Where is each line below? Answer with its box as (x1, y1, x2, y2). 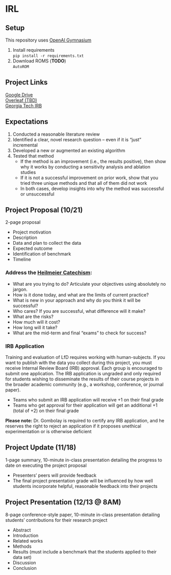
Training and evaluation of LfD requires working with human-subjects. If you (5, 354, 165, 360)
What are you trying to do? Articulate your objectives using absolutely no (12, 281, 166, 287)
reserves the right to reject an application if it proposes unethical (5, 423, 141, 429)
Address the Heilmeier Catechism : (5, 269, 92, 276)
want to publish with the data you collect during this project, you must (5, 359, 152, 366)
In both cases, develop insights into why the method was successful (20, 185, 164, 191)
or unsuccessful (20, 190, 55, 197)
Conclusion (12, 565, 37, 571)
